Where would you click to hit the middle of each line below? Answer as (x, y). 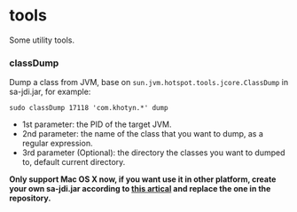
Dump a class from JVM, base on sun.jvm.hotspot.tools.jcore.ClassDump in (149, 82)
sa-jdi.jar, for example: (50, 92)
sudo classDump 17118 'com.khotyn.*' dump (89, 108)
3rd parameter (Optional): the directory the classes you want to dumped (153, 153)
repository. (30, 198)
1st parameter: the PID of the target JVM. (97, 124)
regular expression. (57, 144)
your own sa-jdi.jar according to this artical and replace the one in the (140, 189)
